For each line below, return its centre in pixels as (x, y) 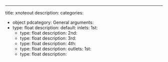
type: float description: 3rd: (48, 38)
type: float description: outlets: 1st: (55, 49)
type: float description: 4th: (48, 43)
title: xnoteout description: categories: (44, 13)
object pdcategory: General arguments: (53, 22)
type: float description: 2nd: (48, 33)
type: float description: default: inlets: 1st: (55, 28)
